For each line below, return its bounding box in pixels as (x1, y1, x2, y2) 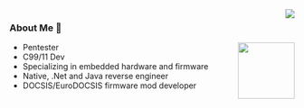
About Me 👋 (9, 22, 62, 34)
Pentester (22, 42, 59, 53)
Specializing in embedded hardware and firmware (22, 61, 209, 72)
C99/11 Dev (22, 51, 65, 62)
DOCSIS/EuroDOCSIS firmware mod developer (22, 80, 197, 91)
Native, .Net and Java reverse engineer (22, 71, 169, 82)
